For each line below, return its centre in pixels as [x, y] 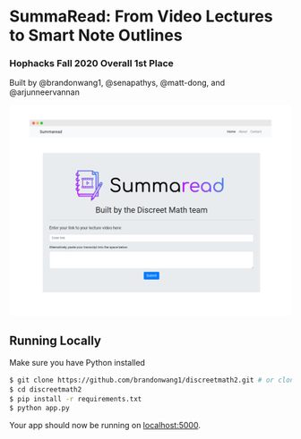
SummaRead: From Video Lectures [141, 17]
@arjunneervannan [45, 92]
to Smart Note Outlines [96, 35]
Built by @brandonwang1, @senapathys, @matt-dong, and [117, 83]
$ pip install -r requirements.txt [76, 399]
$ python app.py [39, 409]
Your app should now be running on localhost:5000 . [105, 426]
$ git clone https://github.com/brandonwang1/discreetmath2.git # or [142, 380]
